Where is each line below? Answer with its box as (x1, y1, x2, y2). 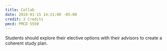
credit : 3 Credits (5, 16, 43, 21)
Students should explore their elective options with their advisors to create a (5, 35, 162, 41)
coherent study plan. (5, 40, 48, 46)
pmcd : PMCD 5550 (5, 21, 39, 26)
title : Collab (5, 7, 35, 12)
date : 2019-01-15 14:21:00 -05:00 (5, 12, 77, 17)
